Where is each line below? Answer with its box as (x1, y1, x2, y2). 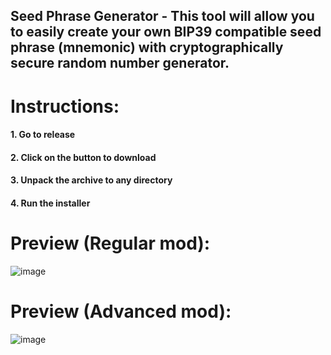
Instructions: (10, 95, 120, 118)
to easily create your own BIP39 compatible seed (10, 24, 322, 41)
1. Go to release (10, 129, 76, 141)
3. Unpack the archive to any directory (10, 174, 173, 186)
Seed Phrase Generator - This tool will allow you (10, 8, 315, 25)
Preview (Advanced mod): (10, 300, 232, 323)
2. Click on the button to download (10, 151, 157, 163)
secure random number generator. (10, 55, 230, 72)
